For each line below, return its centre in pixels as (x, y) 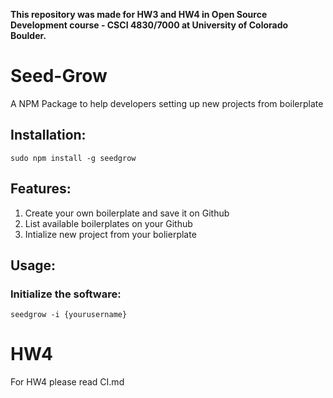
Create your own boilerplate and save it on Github (127, 213)
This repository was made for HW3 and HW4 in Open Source (139, 14)
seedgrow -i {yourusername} (69, 315)
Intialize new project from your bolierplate (110, 234)
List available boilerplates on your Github (108, 223)
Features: (41, 189)
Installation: (48, 135)
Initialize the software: (66, 294)
